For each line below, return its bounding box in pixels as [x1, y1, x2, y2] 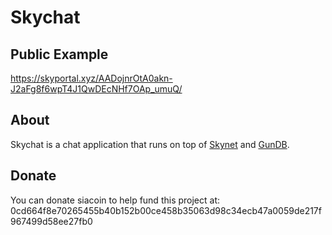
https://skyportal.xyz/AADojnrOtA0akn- [10, 72, 173, 84]
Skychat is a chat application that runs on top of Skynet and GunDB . [10, 138, 290, 150]
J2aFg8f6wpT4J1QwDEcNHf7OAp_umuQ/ [10, 83, 183, 95]
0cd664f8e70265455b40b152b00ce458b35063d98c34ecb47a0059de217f [10, 204, 322, 216]
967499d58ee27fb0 [10, 215, 93, 227]
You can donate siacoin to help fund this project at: [10, 194, 221, 206]
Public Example [10, 46, 109, 63]
